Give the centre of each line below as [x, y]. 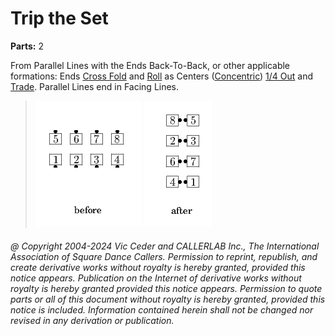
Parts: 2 [27, 46]
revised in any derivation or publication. [92, 320]
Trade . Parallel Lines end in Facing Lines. [95, 86]
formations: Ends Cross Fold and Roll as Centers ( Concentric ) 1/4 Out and [162, 76]
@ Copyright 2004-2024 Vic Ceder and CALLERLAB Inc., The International [165, 246]
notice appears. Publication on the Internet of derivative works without [156, 278]
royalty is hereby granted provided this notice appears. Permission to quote [166, 288]
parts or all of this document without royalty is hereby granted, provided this [168, 299]
